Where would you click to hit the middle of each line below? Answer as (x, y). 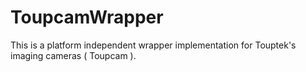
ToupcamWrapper (87, 17)
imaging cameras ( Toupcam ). (73, 55)
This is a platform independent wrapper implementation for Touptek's (153, 45)
